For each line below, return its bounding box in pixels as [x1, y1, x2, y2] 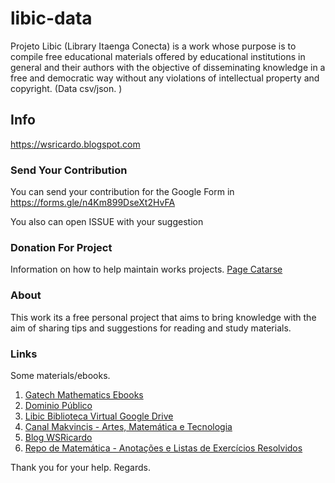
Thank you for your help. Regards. [10, 461, 151, 473]
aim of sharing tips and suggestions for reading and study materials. [10, 322, 292, 334]
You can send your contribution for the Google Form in [10, 186, 235, 198]
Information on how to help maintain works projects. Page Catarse [10, 263, 283, 276]
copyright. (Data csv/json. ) [10, 82, 123, 94]
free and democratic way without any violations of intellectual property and [10, 72, 320, 84]
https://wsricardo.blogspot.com [10, 138, 141, 150]
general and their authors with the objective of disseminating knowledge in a [10, 61, 326, 73]
